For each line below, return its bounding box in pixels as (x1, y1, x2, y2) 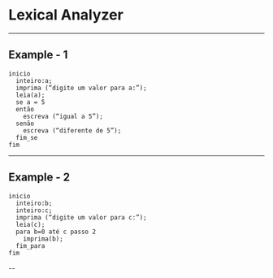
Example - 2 (8, 171, 71, 185)
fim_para (15, 241, 45, 250)
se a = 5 (15, 98, 45, 106)
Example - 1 (8, 48, 68, 62)
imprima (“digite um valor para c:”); (15, 213, 148, 221)
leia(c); (15, 220, 45, 228)
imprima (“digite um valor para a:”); (15, 84, 148, 92)
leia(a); (15, 91, 45, 99)
